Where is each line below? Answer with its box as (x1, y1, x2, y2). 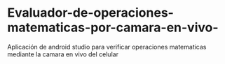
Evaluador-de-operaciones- (7, 5, 174, 21)
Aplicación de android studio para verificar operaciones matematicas (7, 42, 207, 51)
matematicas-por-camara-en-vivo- (7, 19, 219, 35)
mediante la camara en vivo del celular (7, 50, 119, 58)
